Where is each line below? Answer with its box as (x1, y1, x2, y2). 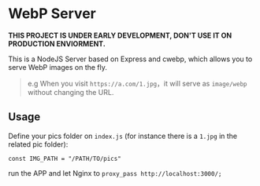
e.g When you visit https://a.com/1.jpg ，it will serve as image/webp (27, 78, 247, 88)
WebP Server (8, 5, 96, 23)
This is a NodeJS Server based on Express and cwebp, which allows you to (8, 54, 253, 64)
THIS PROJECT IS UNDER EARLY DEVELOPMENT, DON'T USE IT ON (8, 31, 232, 40)
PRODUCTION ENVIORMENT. (8, 38, 106, 48)
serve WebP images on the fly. (8, 62, 108, 71)
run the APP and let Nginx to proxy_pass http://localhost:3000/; (8, 168, 222, 177)
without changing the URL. (27, 87, 114, 97)
